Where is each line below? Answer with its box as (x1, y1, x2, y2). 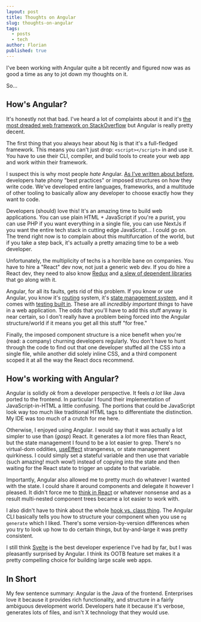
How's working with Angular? (6, 373, 119, 383)
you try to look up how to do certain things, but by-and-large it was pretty (6, 526, 188, 533)
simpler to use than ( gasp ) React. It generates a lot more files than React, (6, 433, 187, 440)
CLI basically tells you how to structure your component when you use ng (6, 513, 187, 520)
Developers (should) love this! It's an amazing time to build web (6, 207, 163, 214)
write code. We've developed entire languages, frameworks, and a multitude (6, 183, 194, 190)
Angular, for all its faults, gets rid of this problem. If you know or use (6, 288, 173, 295)
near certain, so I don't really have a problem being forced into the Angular (6, 313, 190, 320)
